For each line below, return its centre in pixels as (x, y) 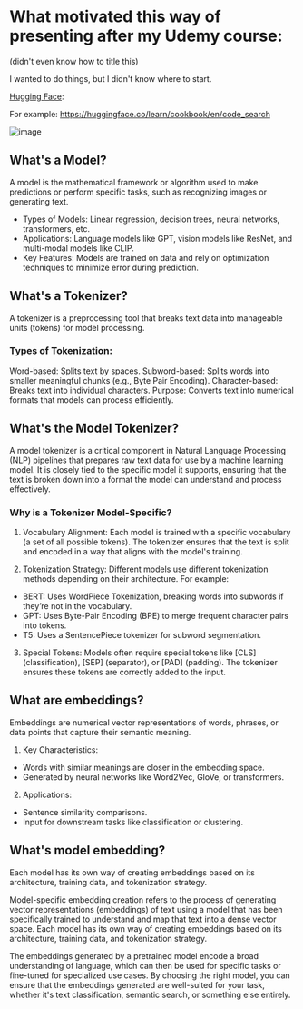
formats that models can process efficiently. (92, 400)
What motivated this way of (115, 17)
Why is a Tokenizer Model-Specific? (91, 513)
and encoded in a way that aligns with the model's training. (132, 551)
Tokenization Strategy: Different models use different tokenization (145, 569)
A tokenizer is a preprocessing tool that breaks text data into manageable (146, 318)
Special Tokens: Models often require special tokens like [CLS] (139, 653)
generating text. (39, 201)
